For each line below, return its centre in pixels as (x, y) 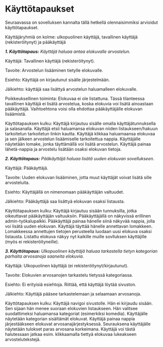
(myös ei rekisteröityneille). (32, 242)
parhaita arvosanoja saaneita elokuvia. (44, 256)
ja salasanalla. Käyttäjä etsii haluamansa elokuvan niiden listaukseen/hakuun (81, 128)
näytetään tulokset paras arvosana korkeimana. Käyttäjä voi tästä (70, 329)
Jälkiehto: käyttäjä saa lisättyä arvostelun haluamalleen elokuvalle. (71, 89)
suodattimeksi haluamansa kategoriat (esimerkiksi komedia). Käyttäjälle (76, 314)
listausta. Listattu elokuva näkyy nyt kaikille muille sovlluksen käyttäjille (76, 236)
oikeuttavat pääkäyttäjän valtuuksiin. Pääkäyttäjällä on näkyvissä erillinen (78, 216)
